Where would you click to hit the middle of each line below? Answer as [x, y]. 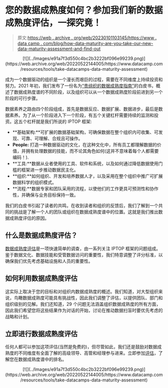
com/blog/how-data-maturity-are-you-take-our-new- [98, 43]
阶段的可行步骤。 [23, 98]
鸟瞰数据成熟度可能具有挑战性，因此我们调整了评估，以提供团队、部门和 [88, 298]
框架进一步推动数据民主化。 [50, 170]
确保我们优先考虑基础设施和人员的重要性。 [49, 261]
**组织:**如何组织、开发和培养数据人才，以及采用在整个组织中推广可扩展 [87, 176]
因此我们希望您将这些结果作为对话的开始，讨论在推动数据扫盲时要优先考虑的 [84, 310]
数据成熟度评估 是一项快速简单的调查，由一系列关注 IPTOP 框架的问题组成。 [83, 248]
